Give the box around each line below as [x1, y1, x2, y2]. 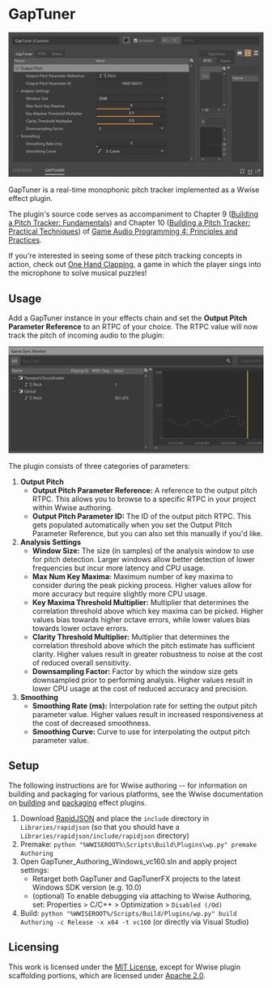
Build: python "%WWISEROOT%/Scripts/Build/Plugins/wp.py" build [19, 908, 237, 917]
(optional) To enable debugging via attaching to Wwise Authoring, [32, 891, 253, 900]
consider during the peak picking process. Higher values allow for [32, 580, 253, 590]
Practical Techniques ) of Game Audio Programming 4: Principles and [8, 226, 238, 236]
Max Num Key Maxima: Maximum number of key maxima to [32, 571, 233, 581]
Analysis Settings [19, 537, 82, 547]
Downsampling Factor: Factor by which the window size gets [32, 666, 239, 676]
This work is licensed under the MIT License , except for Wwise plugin [8, 962, 241, 972]
